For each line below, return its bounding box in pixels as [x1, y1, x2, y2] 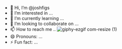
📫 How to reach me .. [10, 26, 56, 32]
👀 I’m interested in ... [10, 10, 53, 16]
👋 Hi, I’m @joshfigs [10, 5, 50, 10]
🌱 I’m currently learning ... [10, 15, 64, 21]
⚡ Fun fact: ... [10, 39, 38, 45]
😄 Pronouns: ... [10, 33, 43, 39]
